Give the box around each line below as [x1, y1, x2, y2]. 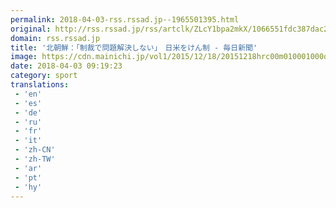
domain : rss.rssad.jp [10, 33, 101, 43]
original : [10, 24, 52, 34]
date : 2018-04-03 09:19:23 [10, 61, 123, 71]
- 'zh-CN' [14, 145, 56, 155]
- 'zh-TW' [14, 154, 56, 164]
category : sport [10, 71, 78, 81]
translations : [10, 80, 70, 90]
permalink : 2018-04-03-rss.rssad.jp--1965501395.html [10, 14, 240, 25]
